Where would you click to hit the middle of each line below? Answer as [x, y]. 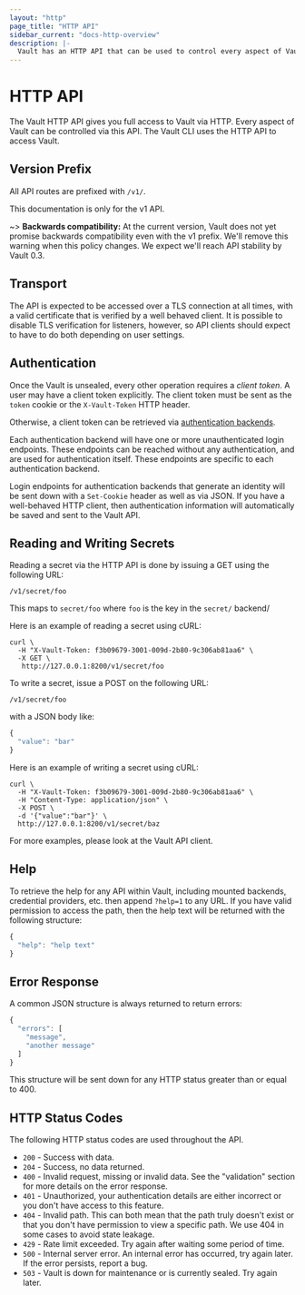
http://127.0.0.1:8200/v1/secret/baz [89, 824]
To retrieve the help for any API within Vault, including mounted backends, [148, 891]
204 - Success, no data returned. [84, 1167]
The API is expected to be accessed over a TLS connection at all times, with [151, 306]
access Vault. [35, 141]
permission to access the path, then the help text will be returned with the [148, 910]
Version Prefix [51, 169]
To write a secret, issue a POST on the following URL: [109, 683]
